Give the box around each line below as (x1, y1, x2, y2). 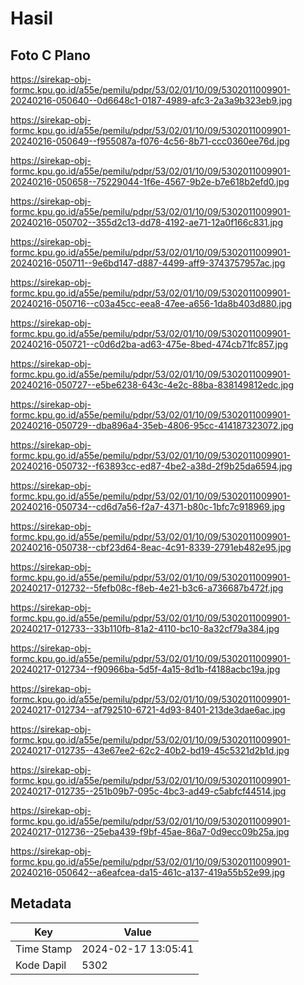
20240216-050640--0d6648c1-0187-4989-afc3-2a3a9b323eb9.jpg (10, 95, 293, 106)
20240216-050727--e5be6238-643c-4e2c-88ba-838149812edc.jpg (10, 379, 294, 391)
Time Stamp (15, 942, 73, 956)
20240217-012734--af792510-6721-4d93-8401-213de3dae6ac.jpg (10, 704, 286, 716)
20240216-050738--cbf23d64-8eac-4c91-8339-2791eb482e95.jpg (10, 542, 292, 553)
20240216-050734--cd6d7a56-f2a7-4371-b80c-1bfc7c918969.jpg (10, 501, 286, 512)
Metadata (10, 895, 72, 912)
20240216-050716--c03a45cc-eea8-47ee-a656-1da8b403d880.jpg (10, 298, 293, 309)
